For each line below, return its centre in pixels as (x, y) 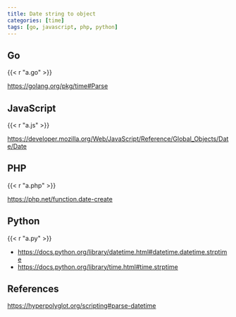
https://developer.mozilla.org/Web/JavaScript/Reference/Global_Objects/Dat (118, 139)
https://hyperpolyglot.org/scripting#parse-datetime (82, 306)
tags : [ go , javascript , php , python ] (63, 27)
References (33, 289)
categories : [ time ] (36, 20)
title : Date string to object (52, 14)
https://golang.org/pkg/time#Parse (58, 86)
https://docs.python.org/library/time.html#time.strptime (98, 267)
